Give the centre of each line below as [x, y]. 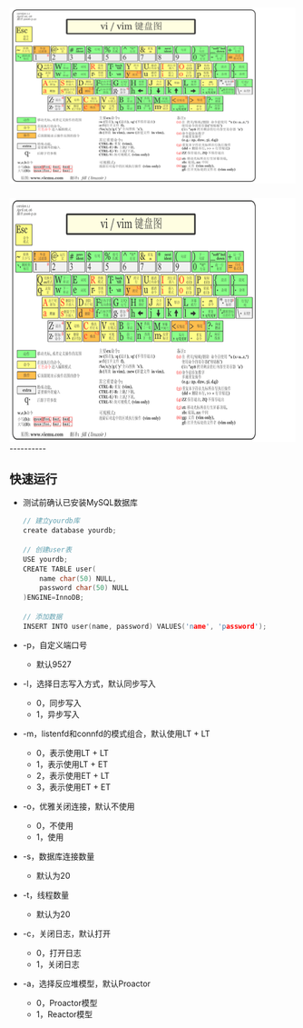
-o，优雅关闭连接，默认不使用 [78, 806]
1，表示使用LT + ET [72, 764]
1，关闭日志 [58, 964]
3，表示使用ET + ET [73, 787]
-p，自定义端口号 [55, 644]
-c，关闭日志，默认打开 [67, 933]
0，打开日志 [59, 953]
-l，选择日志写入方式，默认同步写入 [89, 684]
